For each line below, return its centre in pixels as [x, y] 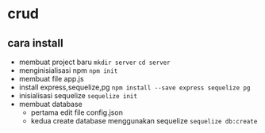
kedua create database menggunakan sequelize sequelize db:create [144, 121]
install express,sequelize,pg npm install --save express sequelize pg [134, 87]
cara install [36, 43]
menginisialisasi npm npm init [68, 70]
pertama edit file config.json [77, 112]
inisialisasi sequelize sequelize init [78, 95]
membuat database [50, 104]
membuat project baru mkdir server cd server [95, 62]
